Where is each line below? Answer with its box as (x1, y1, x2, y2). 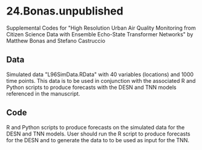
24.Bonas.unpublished (6, 4, 124, 18)
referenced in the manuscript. (6, 90, 80, 97)
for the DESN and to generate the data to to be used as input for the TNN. (6, 136, 189, 143)
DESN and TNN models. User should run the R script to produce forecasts (6, 130, 191, 137)
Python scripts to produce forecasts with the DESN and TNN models (6, 83, 177, 91)
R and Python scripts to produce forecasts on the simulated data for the (6, 123, 185, 131)
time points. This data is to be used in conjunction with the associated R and (6, 77, 196, 84)
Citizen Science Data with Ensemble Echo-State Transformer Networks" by (6, 30, 194, 37)
